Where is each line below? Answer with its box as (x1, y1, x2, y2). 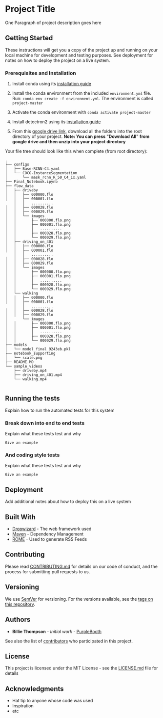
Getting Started (5, 34, 53, 42)
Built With (5, 513, 36, 521)
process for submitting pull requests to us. (5, 568, 90, 575)
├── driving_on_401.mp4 (14, 372, 62, 377)
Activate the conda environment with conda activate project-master (12, 109, 151, 115)
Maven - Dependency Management (12, 531, 84, 537)
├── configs (5, 162, 29, 167)
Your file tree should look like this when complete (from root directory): (5, 148, 148, 154)
